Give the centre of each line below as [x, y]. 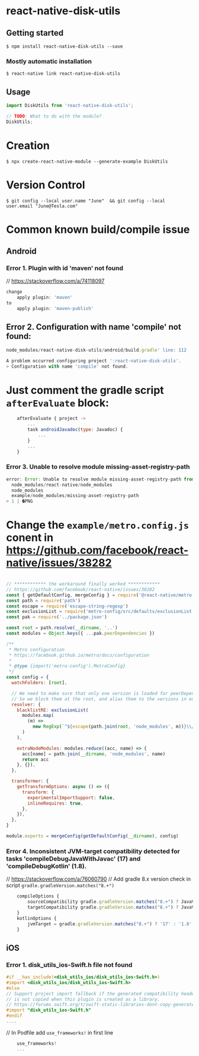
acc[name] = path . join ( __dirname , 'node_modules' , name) [94, 754]
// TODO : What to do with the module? [54, 116]
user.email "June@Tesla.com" [42, 206]
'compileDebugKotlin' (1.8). [46, 866]
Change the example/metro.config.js [98, 525]
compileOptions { [38, 896]
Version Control [46, 185]
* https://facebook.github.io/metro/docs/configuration [79, 655]
